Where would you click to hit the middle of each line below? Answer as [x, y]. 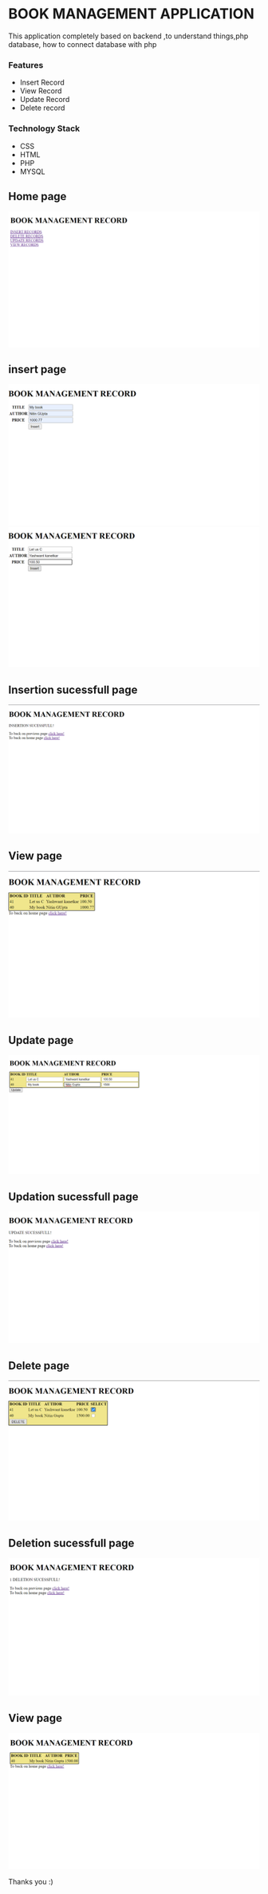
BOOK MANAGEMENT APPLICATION [131, 14]
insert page [37, 369]
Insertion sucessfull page [73, 689]
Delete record [42, 108]
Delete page [39, 1366]
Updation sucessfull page [73, 1197]
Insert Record [42, 83]
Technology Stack [44, 128]
